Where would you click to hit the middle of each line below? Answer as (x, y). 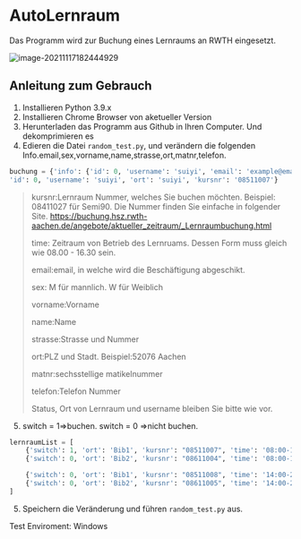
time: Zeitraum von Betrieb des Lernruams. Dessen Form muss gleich (159, 243)
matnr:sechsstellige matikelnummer (97, 373)
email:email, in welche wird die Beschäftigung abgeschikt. (138, 269)
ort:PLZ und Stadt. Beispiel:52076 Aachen (108, 356)
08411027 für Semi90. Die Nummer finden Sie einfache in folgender (156, 206)
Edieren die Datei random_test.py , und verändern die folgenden (139, 145)
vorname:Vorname (65, 304)
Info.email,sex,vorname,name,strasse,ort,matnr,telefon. (124, 155)
